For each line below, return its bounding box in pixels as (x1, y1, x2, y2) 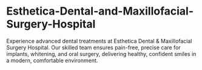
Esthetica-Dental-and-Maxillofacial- (6, 4, 194, 18)
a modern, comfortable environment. (6, 57, 98, 64)
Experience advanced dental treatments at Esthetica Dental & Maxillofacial (6, 37, 192, 44)
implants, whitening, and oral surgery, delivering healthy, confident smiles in (6, 50, 197, 57)
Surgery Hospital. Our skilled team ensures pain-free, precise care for (6, 44, 181, 51)
